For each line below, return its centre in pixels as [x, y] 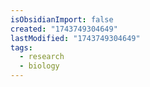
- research [42, 57]
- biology [39, 66]
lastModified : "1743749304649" [75, 38]
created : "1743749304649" [64, 29]
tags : [21, 47]
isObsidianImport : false [62, 19]
